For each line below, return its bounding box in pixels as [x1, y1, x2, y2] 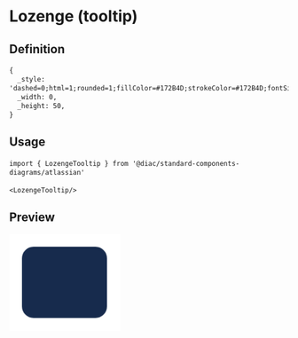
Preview [9, 210, 56, 225]
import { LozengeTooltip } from [9, 159, 129, 168]
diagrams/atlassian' [9, 168, 86, 177]
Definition [9, 42, 65, 57]
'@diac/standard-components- [131, 159, 240, 168]
